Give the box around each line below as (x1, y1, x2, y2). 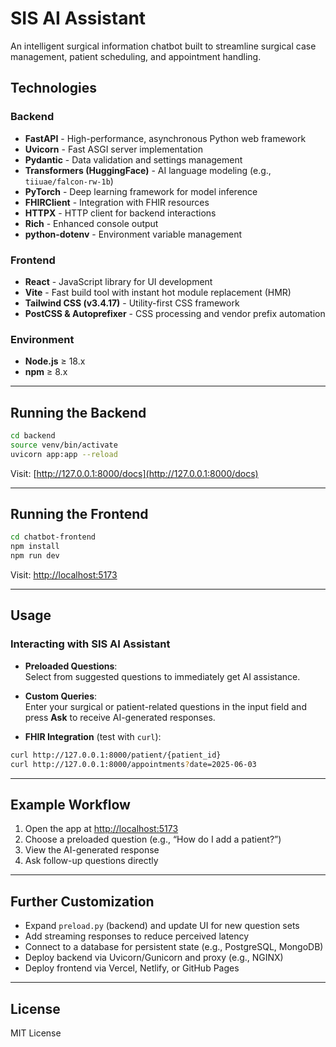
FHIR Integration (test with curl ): (24, 730, 162, 742)
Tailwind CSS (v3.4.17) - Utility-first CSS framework (24, 297, 240, 309)
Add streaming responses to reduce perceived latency (24, 930, 250, 942)
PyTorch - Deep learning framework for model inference (24, 185, 258, 197)
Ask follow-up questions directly (24, 855, 159, 867)
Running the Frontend (10, 506, 149, 523)
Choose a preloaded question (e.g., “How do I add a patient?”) (24, 833, 282, 846)
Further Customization (10, 893, 155, 910)
